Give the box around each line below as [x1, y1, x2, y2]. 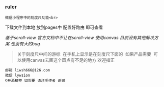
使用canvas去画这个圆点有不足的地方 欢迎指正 [21, 57, 115, 63]
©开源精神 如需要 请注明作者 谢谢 [5, 78, 65, 83]
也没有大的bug [10, 41, 40, 47]
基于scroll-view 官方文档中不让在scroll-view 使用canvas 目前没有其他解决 [5, 35, 155, 41]
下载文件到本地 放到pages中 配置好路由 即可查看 [5, 24, 103, 30]
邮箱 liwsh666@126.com [5, 68, 50, 73]
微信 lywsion [5, 73, 30, 78]
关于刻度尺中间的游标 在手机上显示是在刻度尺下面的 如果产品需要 [17, 51, 151, 57]
